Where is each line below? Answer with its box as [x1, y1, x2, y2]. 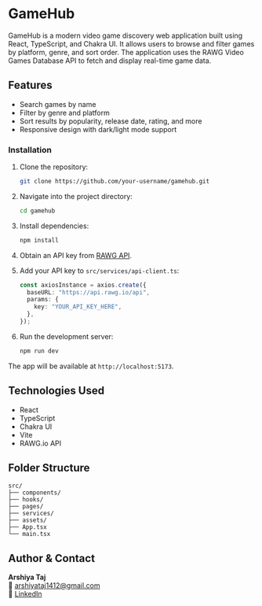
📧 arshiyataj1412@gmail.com [8, 581, 100, 590]
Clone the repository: [19, 162, 89, 172]
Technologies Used [8, 384, 104, 397]
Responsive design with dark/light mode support [19, 124, 177, 134]
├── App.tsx [8, 523, 47, 531]
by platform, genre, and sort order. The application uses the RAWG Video [8, 47, 245, 57]
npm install [19, 236, 59, 244]
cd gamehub [19, 206, 56, 215]
